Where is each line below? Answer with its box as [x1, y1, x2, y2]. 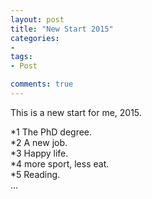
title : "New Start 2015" [10, 24, 114, 34]
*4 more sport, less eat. [10, 157, 110, 170]
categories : [10, 33, 60, 43]
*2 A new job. [10, 136, 68, 148]
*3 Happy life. [10, 147, 69, 159]
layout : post [10, 14, 65, 25]
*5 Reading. [10, 168, 61, 180]
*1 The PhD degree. [10, 126, 93, 138]
